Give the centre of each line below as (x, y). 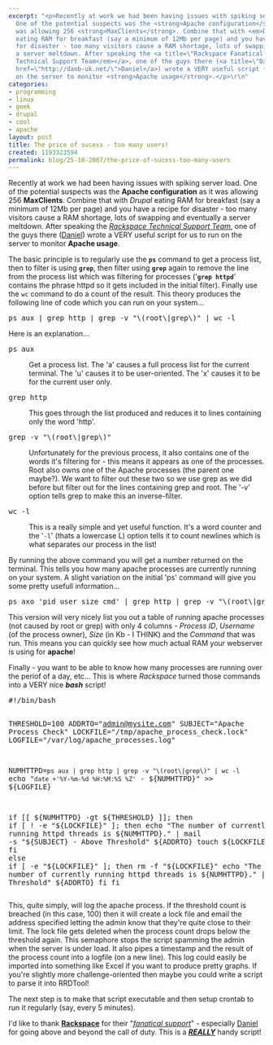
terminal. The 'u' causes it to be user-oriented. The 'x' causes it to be (145, 373)
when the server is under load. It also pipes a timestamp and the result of (131, 949)
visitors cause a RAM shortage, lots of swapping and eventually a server (129, 217)
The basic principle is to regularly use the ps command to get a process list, (135, 259)
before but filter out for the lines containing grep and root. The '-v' (139, 487)
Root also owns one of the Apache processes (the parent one (132, 470)
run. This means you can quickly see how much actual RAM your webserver (136, 643)
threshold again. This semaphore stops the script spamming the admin (127, 940)
